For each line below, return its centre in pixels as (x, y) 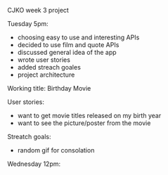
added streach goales (49, 67)
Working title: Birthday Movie (49, 88)
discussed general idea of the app (67, 52)
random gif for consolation (56, 150)
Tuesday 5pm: (28, 24)
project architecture (46, 74)
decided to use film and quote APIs (68, 45)
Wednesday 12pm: (34, 164)
